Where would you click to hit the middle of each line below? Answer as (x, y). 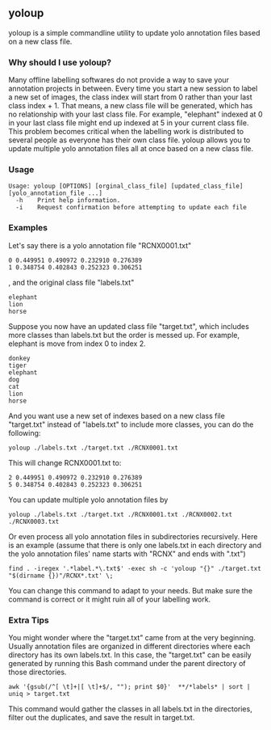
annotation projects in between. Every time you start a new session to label (133, 89)
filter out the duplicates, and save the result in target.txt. (102, 717)
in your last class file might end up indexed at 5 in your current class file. (129, 123)
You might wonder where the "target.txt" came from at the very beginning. (132, 637)
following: (25, 433)
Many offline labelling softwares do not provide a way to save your (119, 80)
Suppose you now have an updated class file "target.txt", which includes (129, 326)
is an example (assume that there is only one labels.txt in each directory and (135, 545)
